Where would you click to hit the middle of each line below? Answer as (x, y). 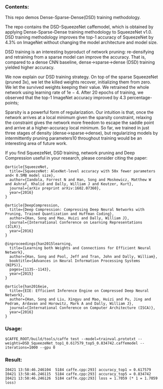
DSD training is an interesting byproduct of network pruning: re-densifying (80, 52)
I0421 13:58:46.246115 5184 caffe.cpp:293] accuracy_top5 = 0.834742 (78, 374)
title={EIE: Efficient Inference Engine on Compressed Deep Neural (79, 291)
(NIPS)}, (14, 265)
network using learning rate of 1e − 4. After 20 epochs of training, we (74, 92)
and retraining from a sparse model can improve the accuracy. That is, (75, 57)
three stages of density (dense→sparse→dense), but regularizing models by (81, 133)
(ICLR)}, (14, 227)
